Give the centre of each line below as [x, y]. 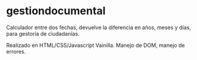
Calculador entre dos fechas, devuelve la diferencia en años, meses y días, [99, 27]
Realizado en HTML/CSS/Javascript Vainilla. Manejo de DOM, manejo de [96, 45]
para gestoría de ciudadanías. [43, 33]
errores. [16, 51]
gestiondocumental [56, 11]
